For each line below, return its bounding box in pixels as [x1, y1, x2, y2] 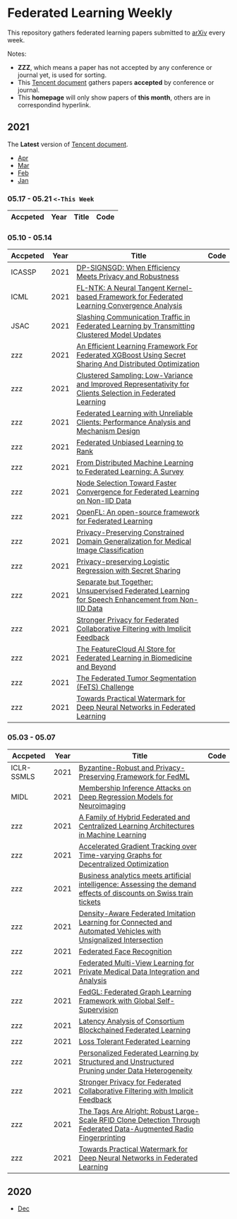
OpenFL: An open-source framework [76, 507, 200, 517]
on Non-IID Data [76, 496, 132, 506]
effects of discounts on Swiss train [78, 888, 194, 898]
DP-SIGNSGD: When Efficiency [76, 263, 181, 273]
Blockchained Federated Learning [78, 1025, 190, 1035]
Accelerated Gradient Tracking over [78, 841, 197, 851]
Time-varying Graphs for [78, 850, 162, 860]
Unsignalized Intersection [78, 934, 164, 944]
